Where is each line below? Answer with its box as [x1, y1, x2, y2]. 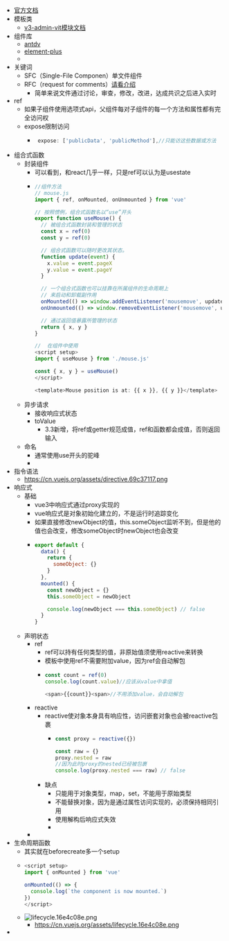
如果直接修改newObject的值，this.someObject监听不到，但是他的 [34, 517, 221, 526]
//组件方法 [34, 183, 62, 190]
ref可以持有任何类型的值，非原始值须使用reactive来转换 [44, 648, 203, 657]
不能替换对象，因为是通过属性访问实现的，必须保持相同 [55, 798, 213, 806]
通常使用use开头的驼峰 [34, 451, 100, 459]
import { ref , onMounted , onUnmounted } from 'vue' [34, 196, 187, 203]
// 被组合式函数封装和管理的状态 [40, 221, 122, 229]
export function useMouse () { [34, 215, 122, 222]
